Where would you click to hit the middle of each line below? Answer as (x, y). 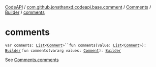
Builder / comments (25, 12)
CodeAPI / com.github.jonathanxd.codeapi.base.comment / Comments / (78, 7)
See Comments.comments (32, 60)
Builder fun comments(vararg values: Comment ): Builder (63, 50)
